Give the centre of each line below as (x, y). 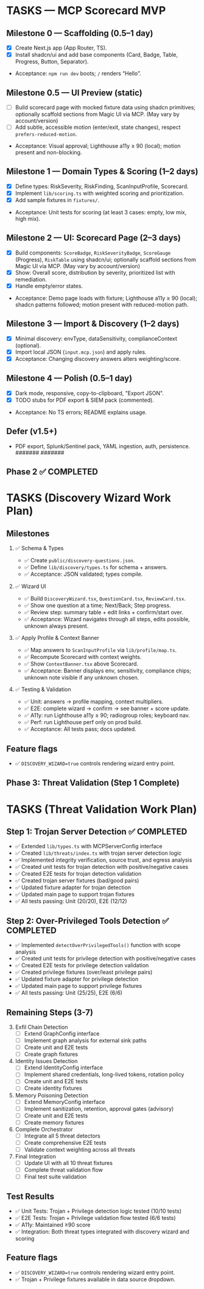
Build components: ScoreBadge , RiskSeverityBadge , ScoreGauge (93, 252)
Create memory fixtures (54, 1122)
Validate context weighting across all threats (80, 1149)
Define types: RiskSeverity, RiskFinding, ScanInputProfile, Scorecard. (102, 186)
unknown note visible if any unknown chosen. (82, 678)
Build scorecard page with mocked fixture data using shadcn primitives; (105, 107)
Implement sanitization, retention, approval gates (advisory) (99, 1108)
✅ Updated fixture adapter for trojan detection (73, 888)
